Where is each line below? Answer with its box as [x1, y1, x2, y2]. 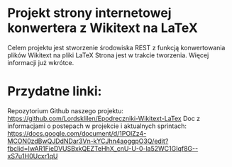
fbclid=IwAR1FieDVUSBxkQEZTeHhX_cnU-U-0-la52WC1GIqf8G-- [7, 144, 199, 153]
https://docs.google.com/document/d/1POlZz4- [7, 129, 147, 137]
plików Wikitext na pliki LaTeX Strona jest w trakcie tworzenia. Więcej [7, 51, 209, 59]
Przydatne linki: [7, 83, 102, 100]
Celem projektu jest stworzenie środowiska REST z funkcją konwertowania [7, 43, 226, 52]
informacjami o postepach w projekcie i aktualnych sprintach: [7, 122, 187, 130]
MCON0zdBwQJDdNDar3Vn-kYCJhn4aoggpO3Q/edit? [7, 137, 169, 145]
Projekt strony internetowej [7, 5, 172, 21]
